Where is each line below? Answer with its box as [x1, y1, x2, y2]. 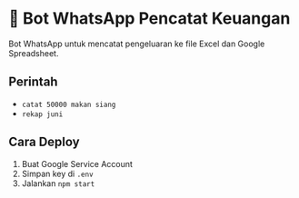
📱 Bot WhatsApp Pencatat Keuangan [8, 8, 291, 29]
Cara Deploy [8, 134, 80, 150]
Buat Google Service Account [21, 158, 134, 169]
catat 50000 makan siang [21, 100, 116, 109]
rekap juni [21, 109, 64, 119]
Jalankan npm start [21, 177, 95, 189]
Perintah [8, 74, 58, 90]
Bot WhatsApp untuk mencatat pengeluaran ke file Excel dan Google [8, 38, 265, 49]
